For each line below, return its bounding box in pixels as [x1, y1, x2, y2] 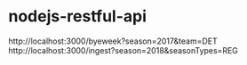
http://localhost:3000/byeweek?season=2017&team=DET [8, 36, 219, 46]
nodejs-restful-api [8, 6, 147, 27]
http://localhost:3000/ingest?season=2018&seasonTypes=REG [8, 45, 239, 55]
